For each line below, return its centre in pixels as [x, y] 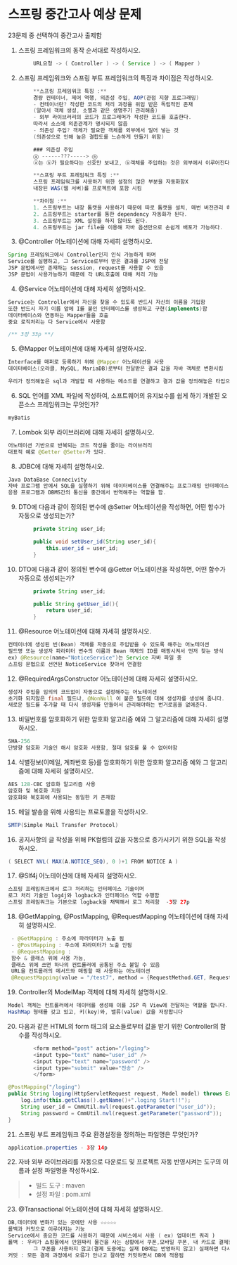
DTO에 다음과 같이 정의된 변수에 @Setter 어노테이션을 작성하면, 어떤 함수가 [122, 507]
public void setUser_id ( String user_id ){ [95, 542]
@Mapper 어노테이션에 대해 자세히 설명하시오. [82, 349]
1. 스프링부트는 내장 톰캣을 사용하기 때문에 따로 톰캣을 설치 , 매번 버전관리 [128, 207]
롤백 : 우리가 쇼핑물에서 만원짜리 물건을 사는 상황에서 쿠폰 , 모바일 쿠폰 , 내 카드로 [112, 1242]
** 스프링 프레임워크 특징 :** [70, 91]
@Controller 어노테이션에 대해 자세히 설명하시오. [85, 242]
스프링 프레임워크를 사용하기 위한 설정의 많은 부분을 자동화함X [111, 182]
